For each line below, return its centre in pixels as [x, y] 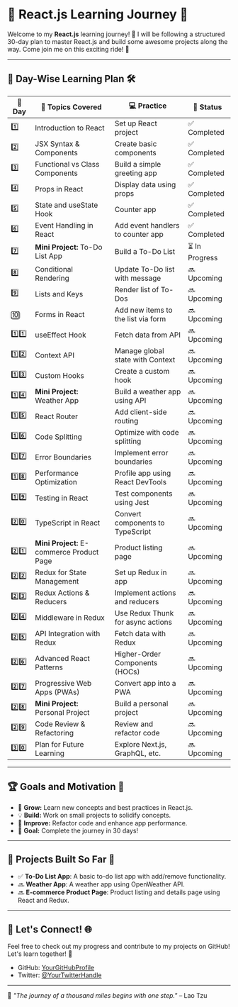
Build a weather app [148, 391]
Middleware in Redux [70, 618]
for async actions [143, 622]
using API [130, 400]
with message [138, 278]
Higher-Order [138, 654]
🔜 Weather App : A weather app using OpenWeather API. [101, 884]
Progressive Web [63, 683]
